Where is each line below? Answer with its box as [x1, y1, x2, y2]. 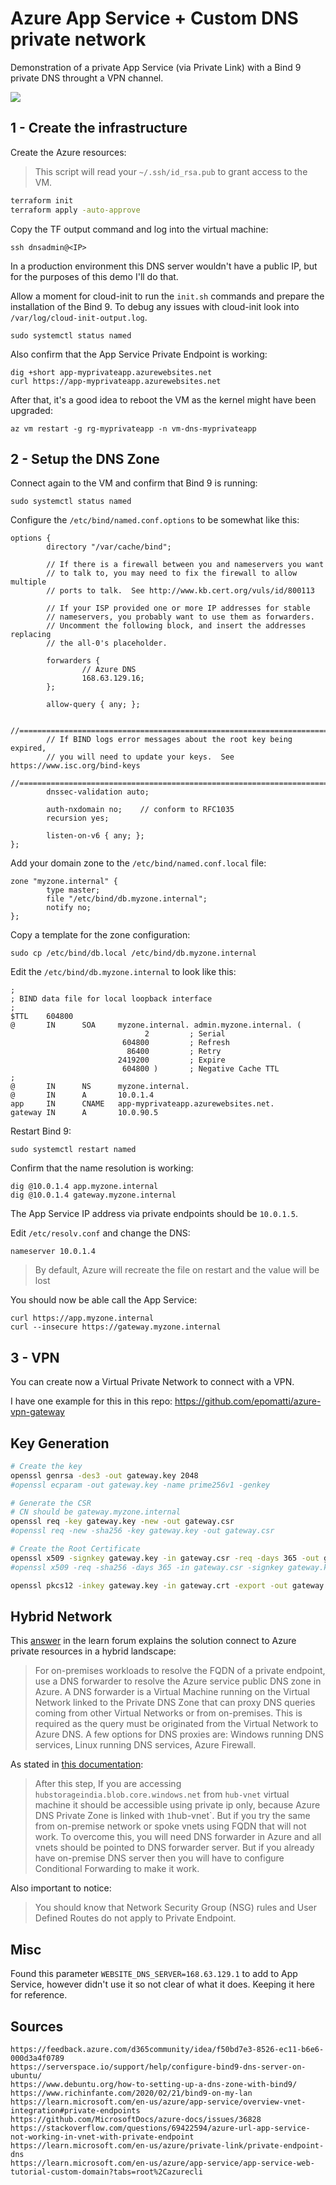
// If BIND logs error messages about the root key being [46, 735, 293, 745]
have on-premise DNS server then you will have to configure [34, 1852, 285, 1864]
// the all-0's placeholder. [46, 638, 168, 649]
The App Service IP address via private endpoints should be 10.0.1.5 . [10, 1208, 298, 1220]
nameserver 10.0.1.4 [10, 1247, 97, 1257]
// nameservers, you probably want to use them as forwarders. [46, 612, 315, 622]
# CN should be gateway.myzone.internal [10, 1507, 182, 1517]
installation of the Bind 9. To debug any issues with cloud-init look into [10, 300, 300, 312]
